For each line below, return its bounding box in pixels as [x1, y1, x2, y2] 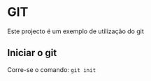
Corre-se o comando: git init [7, 65, 96, 73]
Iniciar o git [7, 47, 57, 59]
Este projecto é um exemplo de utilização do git [7, 27, 145, 35]
